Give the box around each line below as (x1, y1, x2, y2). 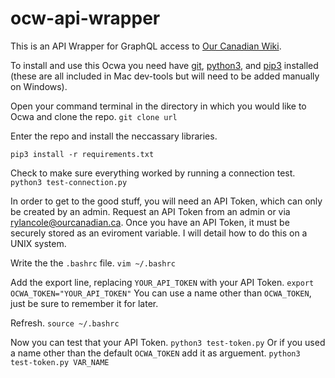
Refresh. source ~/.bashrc (10, 317, 120, 329)
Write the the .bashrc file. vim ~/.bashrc (10, 257, 176, 269)
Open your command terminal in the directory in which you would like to (10, 100, 307, 112)
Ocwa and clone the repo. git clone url (10, 110, 178, 122)
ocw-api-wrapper (10, 7, 161, 30)
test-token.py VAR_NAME (10, 357, 110, 367)
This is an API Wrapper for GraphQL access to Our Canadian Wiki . (10, 40, 282, 52)
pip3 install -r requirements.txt (10, 149, 155, 159)
